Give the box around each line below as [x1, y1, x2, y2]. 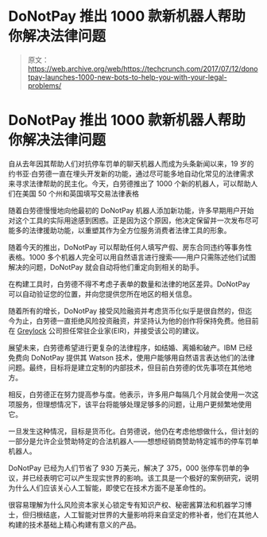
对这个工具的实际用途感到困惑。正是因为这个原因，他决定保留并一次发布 [8, 216, 245, 225]
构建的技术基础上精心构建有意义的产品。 [8, 519, 141, 529]
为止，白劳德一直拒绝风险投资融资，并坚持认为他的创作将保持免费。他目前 [14, 316, 259, 325]
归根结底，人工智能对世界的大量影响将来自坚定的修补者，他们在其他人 [29, 510, 259, 519]
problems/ [27, 80, 62, 90]
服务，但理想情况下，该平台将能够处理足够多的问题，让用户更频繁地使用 [14, 399, 252, 409]
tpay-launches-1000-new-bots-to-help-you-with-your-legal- [27, 72, 228, 82]
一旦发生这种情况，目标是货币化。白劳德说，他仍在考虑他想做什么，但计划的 [8, 426, 259, 436]
